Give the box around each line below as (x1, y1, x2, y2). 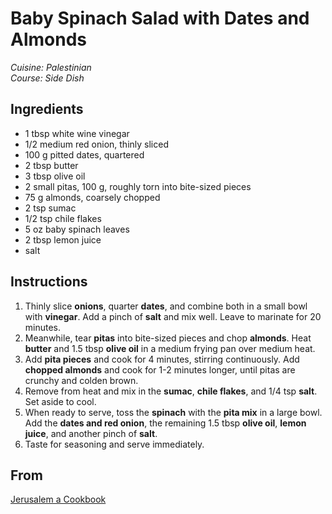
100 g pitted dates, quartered (24, 148, 145, 161)
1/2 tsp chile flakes (24, 212, 102, 224)
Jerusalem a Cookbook (10, 493, 107, 506)
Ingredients (10, 101, 84, 118)
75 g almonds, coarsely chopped (24, 191, 161, 203)
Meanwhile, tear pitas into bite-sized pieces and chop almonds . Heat (24, 332, 312, 344)
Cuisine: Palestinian (10, 61, 92, 73)
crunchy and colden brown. (24, 374, 139, 386)
